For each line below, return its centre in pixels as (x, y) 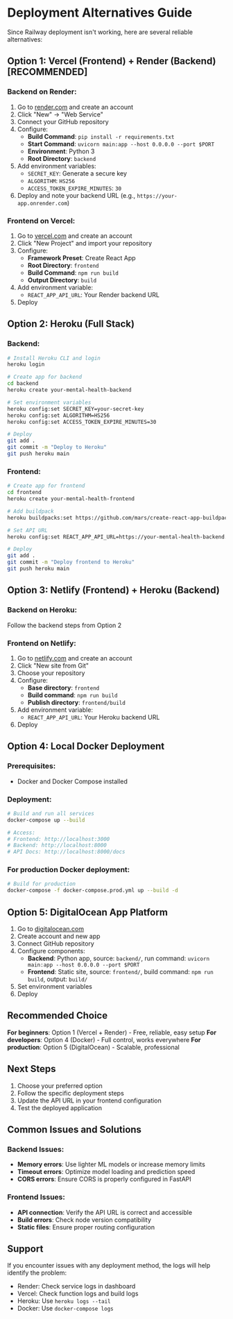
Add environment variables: (57, 166)
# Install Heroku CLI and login (54, 358)
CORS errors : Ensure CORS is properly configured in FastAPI (104, 1179)
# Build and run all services (51, 813)
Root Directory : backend (62, 158)
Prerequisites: (32, 766)
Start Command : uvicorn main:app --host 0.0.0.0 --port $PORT (121, 144)
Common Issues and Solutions (75, 1130)
